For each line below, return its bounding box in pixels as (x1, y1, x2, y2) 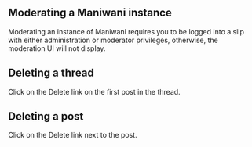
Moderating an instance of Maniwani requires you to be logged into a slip (8, 27, 245, 36)
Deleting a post (8, 109, 84, 124)
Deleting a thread (8, 66, 94, 80)
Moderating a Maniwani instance (8, 6, 173, 20)
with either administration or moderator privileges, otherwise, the (8, 35, 218, 45)
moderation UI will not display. (8, 43, 106, 53)
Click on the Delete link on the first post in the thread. (8, 87, 181, 96)
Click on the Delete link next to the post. (8, 131, 137, 140)
